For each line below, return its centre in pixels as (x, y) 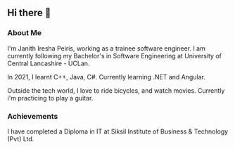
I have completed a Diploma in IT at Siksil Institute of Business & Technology (118, 131)
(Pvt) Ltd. (21, 138)
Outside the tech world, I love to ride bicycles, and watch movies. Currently (116, 90)
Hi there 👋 (29, 13)
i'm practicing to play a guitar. (50, 98)
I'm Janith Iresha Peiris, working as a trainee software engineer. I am (106, 48)
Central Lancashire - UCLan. (49, 63)
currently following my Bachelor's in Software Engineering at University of (114, 56)
